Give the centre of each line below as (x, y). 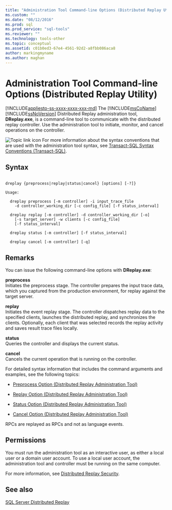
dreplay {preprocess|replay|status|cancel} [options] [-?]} (71, 184)
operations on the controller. (35, 130)
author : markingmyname (29, 53)
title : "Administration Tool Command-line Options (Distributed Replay (83, 10)
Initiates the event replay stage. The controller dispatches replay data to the (85, 312)
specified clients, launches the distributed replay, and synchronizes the (80, 317)
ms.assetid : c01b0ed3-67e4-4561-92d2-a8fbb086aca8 (60, 48)
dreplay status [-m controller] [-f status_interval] (68, 233)
